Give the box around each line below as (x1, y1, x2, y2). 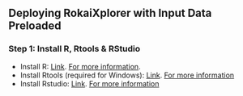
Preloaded (8, 19, 62, 33)
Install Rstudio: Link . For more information (19, 78, 160, 88)
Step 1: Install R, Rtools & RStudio (8, 44, 141, 55)
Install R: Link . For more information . (19, 61, 141, 71)
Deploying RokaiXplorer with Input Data (8, 6, 212, 20)
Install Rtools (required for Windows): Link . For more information (19, 70, 235, 80)
